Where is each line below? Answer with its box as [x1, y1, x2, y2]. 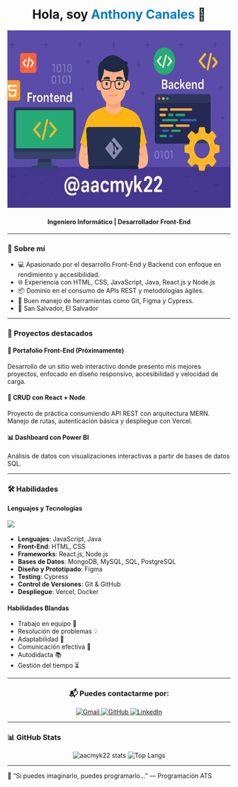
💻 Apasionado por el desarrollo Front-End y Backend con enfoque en [17, 260, 222, 269]
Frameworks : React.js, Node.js [17, 550, 108, 558]
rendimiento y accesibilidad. [17, 270, 101, 279]
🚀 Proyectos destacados [7, 329, 93, 339]
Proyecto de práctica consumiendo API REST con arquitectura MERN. [7, 409, 210, 417]
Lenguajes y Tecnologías [7, 504, 83, 513]
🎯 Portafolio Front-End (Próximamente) [7, 346, 125, 354]
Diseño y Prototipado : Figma [17, 565, 103, 573]
